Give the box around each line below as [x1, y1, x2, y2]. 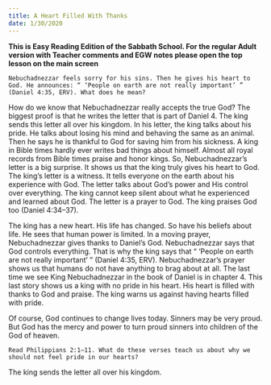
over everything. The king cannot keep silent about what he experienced [8, 188, 250, 197]
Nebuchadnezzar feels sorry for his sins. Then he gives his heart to [8, 74, 251, 82]
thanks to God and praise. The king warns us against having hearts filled [8, 289, 249, 299]
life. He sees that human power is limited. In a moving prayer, [8, 229, 211, 238]
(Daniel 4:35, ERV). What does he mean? [8, 88, 147, 97]
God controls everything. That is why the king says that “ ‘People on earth [8, 246, 254, 256]
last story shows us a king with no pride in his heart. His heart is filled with [8, 280, 255, 290]
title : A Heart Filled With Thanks [8, 11, 128, 20]
